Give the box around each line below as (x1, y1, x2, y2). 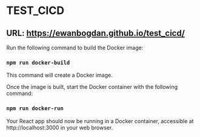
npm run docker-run (6, 105, 64, 112)
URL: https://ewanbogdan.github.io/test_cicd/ (6, 28, 185, 38)
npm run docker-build (6, 59, 70, 66)
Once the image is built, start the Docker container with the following (6, 83, 178, 91)
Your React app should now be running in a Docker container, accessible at (6, 117, 194, 125)
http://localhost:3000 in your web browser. (6, 124, 113, 131)
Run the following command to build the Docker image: (6, 44, 144, 51)
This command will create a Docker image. (6, 71, 113, 79)
